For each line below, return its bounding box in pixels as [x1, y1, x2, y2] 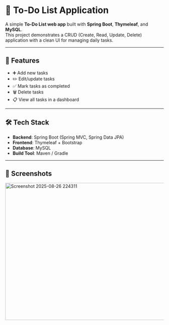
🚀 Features [5, 56, 40, 65]
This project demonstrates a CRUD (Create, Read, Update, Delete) [5, 32, 142, 38]
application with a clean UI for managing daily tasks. [5, 37, 114, 43]
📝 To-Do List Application [5, 5, 109, 16]
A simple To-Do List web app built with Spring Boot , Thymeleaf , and [5, 21, 148, 27]
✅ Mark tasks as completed [12, 83, 70, 89]
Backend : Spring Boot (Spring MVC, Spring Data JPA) [12, 134, 124, 140]
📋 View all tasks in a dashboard [12, 96, 79, 102]
